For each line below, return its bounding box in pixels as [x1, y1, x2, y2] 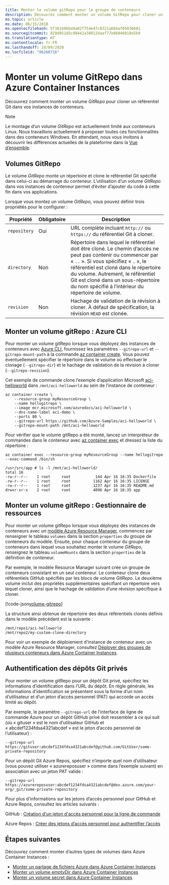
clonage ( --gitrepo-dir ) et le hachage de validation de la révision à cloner [5, 362, 159, 368]
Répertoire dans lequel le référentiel [70, 239, 155, 246]
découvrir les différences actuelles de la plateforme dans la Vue [5, 140, 138, 146]
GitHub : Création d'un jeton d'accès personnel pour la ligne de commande [5, 810, 161, 816]
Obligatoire [38, 216, 66, 223]
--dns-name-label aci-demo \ [14, 410, 75, 415]
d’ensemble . [5, 145, 31, 151]
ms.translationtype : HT [5, 36, 55, 41]
